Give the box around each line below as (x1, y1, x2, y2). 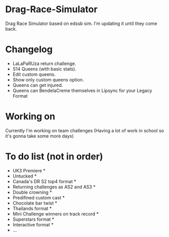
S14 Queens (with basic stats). (12, 66, 77, 72)
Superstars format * (12, 216, 54, 222)
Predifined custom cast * (12, 194, 65, 200)
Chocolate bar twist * (12, 200, 57, 206)
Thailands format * (12, 205, 52, 212)
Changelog (5, 44, 53, 55)
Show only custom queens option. (12, 76, 84, 82)
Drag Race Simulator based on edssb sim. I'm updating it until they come (5, 20, 157, 26)
